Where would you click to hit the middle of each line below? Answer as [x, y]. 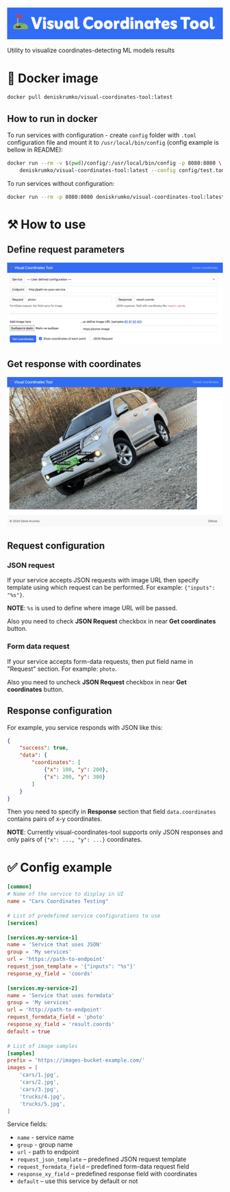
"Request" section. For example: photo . [62, 669]
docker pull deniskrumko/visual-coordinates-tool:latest [90, 97]
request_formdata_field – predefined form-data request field [103, 1167]
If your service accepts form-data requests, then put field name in [100, 661]
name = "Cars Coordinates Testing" [58, 902]
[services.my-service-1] [42, 938]
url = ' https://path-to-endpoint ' [56, 959]
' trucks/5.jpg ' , [43, 1104]
